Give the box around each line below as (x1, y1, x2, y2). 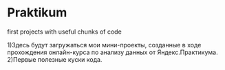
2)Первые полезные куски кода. (7, 55, 103, 63)
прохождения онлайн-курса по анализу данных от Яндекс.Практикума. (7, 48, 218, 56)
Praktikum (7, 5, 67, 21)
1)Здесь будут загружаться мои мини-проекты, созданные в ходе (7, 40, 202, 49)
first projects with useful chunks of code (7, 27, 122, 36)
